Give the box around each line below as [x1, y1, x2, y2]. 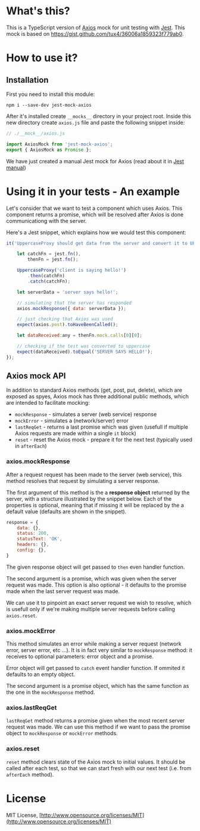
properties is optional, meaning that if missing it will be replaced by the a [6, 501, 185, 508]
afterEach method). [6, 771, 54, 778]
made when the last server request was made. [6, 587, 120, 594]
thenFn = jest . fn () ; [27, 256, 79, 263]
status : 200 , [17, 531, 49, 537]
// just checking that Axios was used [17, 316, 113, 323]
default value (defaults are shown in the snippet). [6, 508, 127, 515]
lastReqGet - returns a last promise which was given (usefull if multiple [14, 423, 189, 430]
